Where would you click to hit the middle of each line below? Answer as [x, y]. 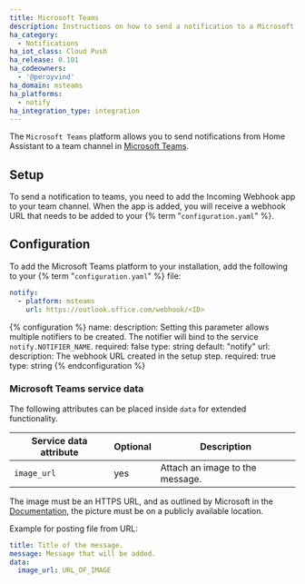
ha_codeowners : [38, 69]
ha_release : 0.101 [44, 60]
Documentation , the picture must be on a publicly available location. [136, 510]
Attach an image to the [208, 467]
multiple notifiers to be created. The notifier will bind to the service [134, 336]
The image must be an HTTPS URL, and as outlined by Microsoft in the [142, 501]
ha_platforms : [36, 94]
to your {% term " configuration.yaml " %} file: [95, 276]
